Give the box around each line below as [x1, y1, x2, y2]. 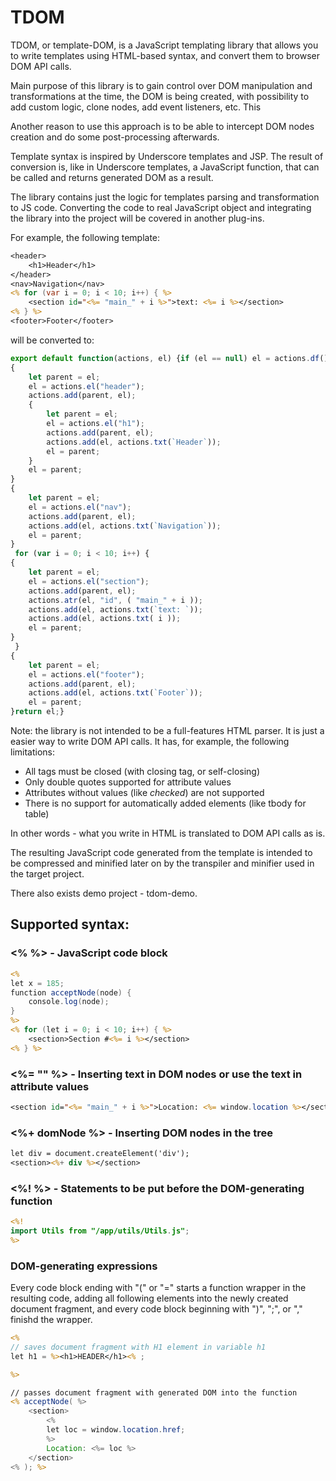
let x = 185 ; [10, 978, 65, 988]
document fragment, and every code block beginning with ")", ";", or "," [10, 1303, 303, 1315]
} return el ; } [10, 707, 65, 717]
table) [24, 808, 50, 820]
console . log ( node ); [28, 997, 110, 1007]
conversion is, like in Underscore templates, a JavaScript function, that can [10, 161, 320, 173]
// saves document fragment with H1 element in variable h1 [10, 1342, 267, 1352]
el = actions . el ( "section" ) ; [28, 576, 150, 586]
